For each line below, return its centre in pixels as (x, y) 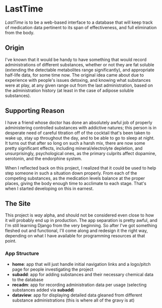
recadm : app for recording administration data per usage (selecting (79, 285)
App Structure (22, 254)
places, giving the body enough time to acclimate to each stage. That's (76, 183)
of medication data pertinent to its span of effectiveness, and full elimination (81, 27)
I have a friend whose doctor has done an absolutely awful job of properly (79, 123)
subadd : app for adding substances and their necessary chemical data (83, 274)
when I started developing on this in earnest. (49, 188)
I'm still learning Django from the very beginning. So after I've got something (81, 226)
